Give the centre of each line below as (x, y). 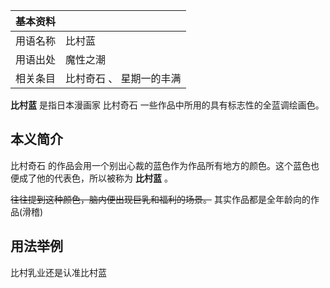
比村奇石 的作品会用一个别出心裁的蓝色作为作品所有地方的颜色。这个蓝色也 (165, 165)
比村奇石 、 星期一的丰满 (123, 78)
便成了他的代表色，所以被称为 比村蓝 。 (91, 178)
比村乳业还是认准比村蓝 (58, 272)
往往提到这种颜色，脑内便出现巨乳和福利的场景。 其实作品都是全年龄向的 (160, 199)
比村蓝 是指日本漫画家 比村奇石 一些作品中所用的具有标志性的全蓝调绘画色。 (167, 105)
